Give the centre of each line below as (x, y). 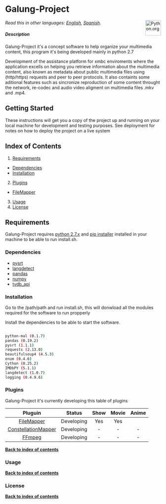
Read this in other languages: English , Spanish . (53, 23)
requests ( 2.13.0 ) (24, 350)
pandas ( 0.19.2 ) (22, 341)
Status (74, 413)
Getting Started (29, 108)
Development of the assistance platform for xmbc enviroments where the (80, 61)
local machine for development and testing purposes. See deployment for (80, 125)
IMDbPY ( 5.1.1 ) (21, 368)
